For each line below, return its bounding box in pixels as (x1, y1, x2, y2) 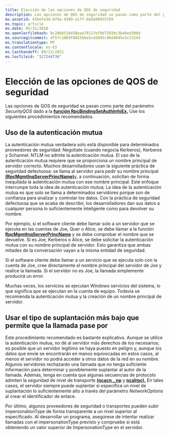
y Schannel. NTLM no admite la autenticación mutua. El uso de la (5, 152, 140, 158)
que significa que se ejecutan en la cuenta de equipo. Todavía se (5, 288, 140, 294)
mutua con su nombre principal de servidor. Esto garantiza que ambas (5, 242, 151, 248)
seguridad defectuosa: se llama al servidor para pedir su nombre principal (5, 168, 158, 174)
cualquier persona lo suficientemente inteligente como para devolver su (5, 205, 154, 211)
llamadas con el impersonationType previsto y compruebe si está (5, 419, 140, 425)
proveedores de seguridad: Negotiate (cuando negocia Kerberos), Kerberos (5, 147, 162, 153)
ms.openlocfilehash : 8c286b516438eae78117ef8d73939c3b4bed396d (5, 31, 141, 36)
